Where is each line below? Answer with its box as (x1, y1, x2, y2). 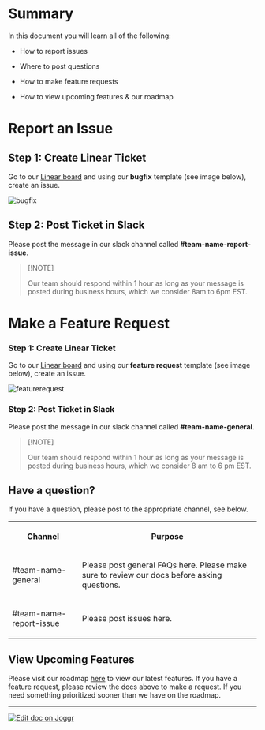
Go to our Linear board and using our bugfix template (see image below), (8, 171, 247, 182)
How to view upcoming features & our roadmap (19, 92, 174, 101)
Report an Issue (8, 120, 114, 138)
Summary (8, 5, 73, 23)
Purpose (151, 531, 184, 542)
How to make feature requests (19, 77, 118, 86)
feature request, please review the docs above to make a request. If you (8, 682, 242, 691)
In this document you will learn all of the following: (8, 31, 171, 40)
